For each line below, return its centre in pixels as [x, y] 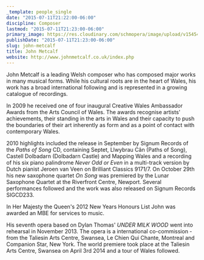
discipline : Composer [34, 23]
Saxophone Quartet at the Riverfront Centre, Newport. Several [84, 182]
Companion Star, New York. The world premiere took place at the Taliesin [98, 244]
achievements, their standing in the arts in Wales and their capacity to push [100, 118]
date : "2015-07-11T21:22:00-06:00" [51, 18]
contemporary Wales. [33, 131]
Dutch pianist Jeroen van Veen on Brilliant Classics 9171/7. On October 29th [100, 169]
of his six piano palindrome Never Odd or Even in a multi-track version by [98, 162]
